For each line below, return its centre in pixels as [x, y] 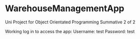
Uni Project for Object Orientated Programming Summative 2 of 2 [70, 22]
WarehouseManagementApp [65, 9]
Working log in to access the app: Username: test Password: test [70, 31]
